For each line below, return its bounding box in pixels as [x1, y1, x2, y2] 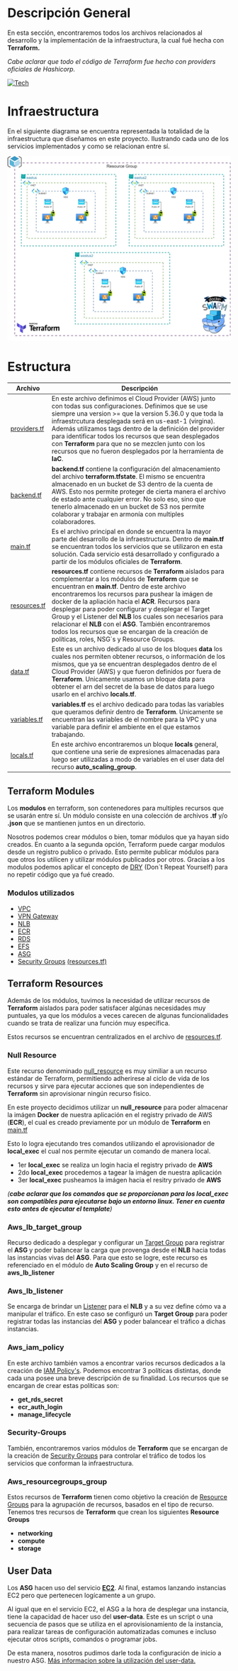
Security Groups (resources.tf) [17, 957, 108, 965]
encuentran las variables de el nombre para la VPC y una [52, 715, 217, 723]
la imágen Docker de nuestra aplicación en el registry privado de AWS [7, 1110, 212, 1118]
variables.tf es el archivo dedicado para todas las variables [52, 700, 225, 709]
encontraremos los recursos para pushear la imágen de [52, 590, 213, 599]
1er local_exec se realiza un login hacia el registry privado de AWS [17, 1160, 213, 1169]
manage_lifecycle [17, 1410, 72, 1419]
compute [17, 1537, 45, 1545]
